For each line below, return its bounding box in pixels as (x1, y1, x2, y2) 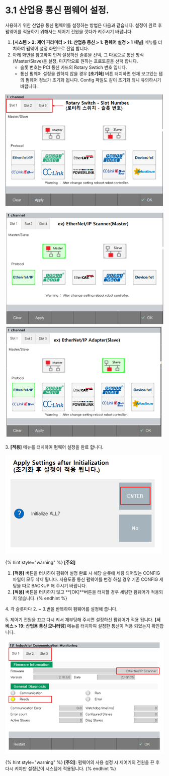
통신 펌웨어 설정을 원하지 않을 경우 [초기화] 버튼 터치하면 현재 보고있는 (20, 70, 157, 76)
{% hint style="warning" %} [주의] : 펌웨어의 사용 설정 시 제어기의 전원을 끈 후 (5, 759, 160, 765)
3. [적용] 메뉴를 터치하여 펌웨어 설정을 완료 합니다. (5, 444, 104, 450)
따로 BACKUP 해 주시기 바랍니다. (22, 582, 87, 588)
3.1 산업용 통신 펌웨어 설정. (5, 5, 109, 16)
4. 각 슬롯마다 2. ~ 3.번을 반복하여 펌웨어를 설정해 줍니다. (5, 606, 118, 612)
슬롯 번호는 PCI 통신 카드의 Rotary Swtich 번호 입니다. (20, 64, 127, 70)
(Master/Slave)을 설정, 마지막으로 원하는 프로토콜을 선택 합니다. (12, 58, 138, 64)
